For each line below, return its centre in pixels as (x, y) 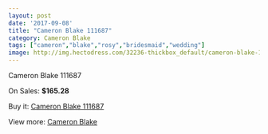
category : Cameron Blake (49, 38)
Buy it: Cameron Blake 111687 (56, 106)
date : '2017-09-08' (41, 23)
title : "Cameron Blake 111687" (60, 30)
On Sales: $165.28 (39, 91)
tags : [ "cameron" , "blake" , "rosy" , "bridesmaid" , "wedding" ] (106, 45)
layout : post (30, 16)
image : (19, 53)
